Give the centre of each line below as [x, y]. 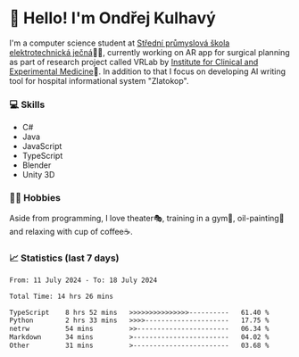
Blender [37, 165]
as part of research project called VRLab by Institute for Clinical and [134, 62]
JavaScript [42, 146]
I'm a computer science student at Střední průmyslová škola [120, 43]
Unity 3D [38, 175]
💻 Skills [27, 104]
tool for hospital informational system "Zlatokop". [99, 80]
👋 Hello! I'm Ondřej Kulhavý [112, 18]
